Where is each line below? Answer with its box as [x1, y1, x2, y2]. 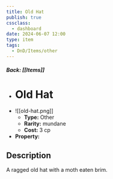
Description [6, 150, 51, 160]
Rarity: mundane [23, 120, 66, 127]
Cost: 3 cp [23, 127, 51, 134]
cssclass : [6, 20, 31, 26]
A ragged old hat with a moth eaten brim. [6, 166, 108, 174]
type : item [6, 37, 34, 43]
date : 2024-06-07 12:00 [6, 31, 66, 37]
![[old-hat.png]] [14, 108, 54, 115]
